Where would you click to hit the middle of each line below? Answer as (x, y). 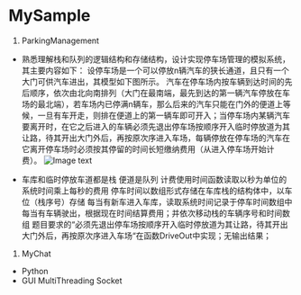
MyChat (36, 254)
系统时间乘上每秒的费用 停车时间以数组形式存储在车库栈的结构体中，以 (153, 191)
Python (35, 271)
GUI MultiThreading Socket (72, 281)
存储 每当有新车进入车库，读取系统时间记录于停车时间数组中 (181, 201)
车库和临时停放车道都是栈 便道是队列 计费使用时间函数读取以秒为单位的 (154, 179)
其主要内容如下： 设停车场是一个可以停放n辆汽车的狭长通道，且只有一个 (155, 70)
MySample (50, 16)
